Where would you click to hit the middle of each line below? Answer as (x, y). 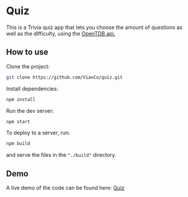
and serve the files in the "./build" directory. (61, 155)
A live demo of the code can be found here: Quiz (65, 188)
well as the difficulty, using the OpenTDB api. (61, 33)
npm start (18, 122)
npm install (21, 99)
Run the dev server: (30, 111)
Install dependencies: (32, 88)
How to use (27, 52)
